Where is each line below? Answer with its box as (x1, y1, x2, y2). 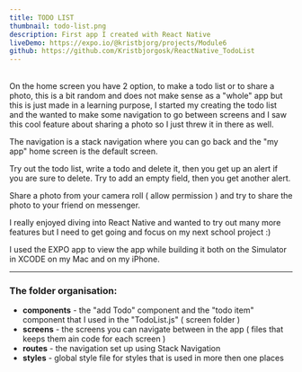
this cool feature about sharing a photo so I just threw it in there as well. (9, 119, 274, 130)
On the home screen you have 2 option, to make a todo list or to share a (9, 81, 275, 92)
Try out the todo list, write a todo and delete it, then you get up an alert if (9, 164, 279, 174)
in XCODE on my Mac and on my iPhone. (9, 253, 160, 265)
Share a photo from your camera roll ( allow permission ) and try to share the (9, 190, 293, 201)
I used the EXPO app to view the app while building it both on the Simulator (9, 244, 288, 255)
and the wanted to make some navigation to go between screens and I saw (9, 110, 288, 120)
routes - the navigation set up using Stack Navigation (22, 343, 221, 354)
